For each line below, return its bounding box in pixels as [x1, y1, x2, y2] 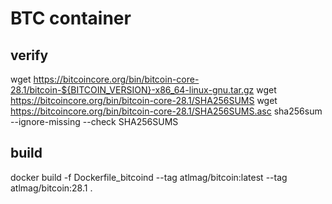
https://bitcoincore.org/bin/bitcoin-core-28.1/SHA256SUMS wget [10, 95, 278, 106]
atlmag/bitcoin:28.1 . [10, 182, 93, 194]
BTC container [10, 7, 132, 30]
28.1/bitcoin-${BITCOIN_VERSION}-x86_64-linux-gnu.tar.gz [10, 84, 255, 96]
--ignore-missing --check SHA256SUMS [10, 116, 179, 127]
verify [10, 47, 49, 64]
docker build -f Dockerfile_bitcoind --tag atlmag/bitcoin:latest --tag [10, 171, 288, 183]
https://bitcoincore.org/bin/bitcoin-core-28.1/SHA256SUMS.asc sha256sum [10, 105, 323, 117]
